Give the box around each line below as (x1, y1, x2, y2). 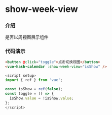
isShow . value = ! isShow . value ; (9, 96, 74, 101)
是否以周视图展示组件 (5, 34, 48, 40)
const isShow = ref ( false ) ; (5, 87, 63, 92)
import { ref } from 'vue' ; (5, 78, 63, 83)
